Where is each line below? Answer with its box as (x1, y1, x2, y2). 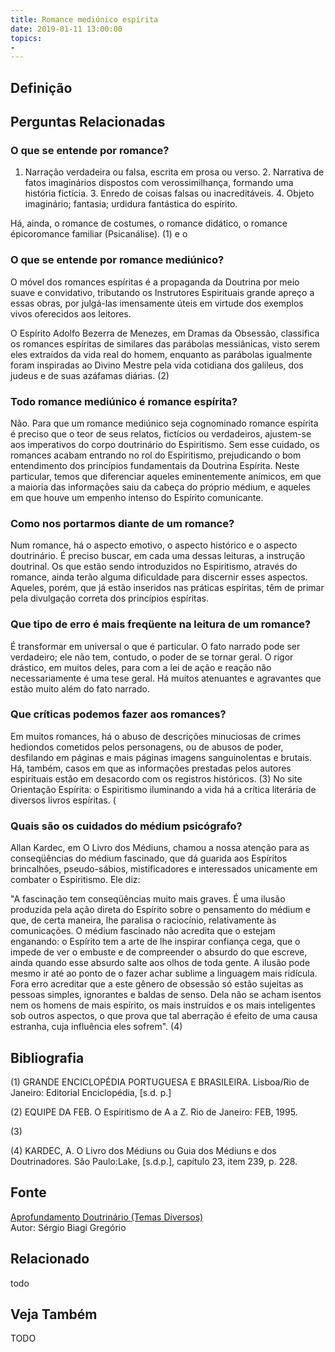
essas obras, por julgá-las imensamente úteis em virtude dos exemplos (10, 297, 304, 309)
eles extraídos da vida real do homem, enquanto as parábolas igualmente (10, 348, 313, 360)
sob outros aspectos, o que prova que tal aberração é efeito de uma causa (10, 1010, 318, 1022)
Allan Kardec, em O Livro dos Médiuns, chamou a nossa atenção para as (10, 842, 310, 854)
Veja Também (10, 1306, 98, 1323)
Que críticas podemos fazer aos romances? (10, 707, 227, 721)
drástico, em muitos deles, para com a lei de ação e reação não (10, 661, 272, 673)
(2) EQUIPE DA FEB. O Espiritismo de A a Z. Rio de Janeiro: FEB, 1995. (10, 1106, 298, 1118)
